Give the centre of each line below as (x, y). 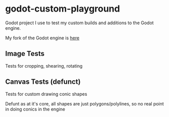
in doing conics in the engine (35, 109)
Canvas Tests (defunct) (43, 82)
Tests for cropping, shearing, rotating (44, 66)
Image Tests (25, 54)
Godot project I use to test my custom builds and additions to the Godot (79, 23)
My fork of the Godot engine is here (42, 38)
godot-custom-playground (63, 9)
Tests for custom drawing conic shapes (46, 94)
